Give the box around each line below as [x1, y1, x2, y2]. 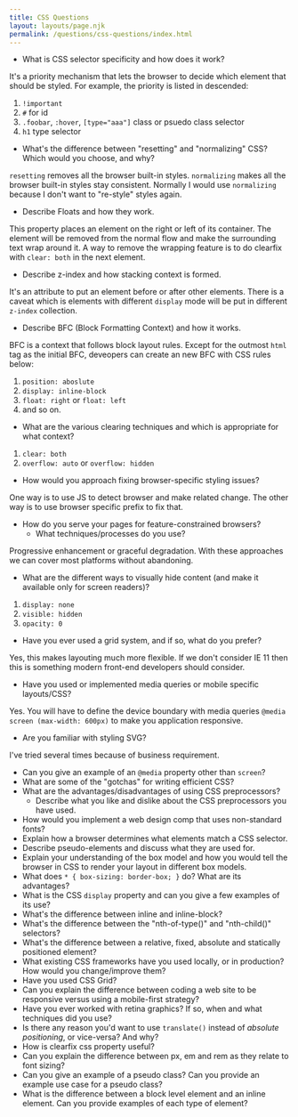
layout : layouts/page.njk [9, 21, 105, 30]
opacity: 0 [21, 619, 63, 628]
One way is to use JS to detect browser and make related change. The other [9, 492, 289, 503]
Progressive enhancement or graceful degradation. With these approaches [9, 546, 284, 556]
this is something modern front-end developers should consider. [9, 662, 246, 673]
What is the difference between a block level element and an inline [21, 1089, 266, 1099]
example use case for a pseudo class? [21, 1079, 163, 1090]
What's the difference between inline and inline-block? [21, 909, 223, 919]
